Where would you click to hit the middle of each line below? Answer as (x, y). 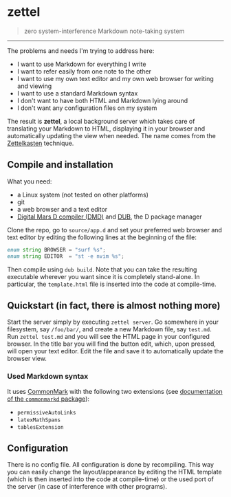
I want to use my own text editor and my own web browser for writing (115, 78)
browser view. (27, 359)
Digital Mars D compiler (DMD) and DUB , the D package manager (110, 217)
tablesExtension (40, 427)
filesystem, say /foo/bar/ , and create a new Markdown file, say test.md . (109, 329)
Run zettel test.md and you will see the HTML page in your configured (108, 337)
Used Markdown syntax (48, 377)
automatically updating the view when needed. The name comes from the (112, 135)
